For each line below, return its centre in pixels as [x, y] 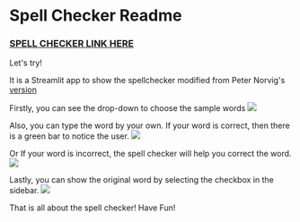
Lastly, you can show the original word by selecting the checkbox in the [141, 180]
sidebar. [24, 191]
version [23, 90]
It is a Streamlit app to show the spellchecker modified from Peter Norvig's [147, 81]
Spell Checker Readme [96, 16]
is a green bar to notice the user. [70, 136]
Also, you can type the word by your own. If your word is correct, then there [150, 125]
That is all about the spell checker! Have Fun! [93, 208]
